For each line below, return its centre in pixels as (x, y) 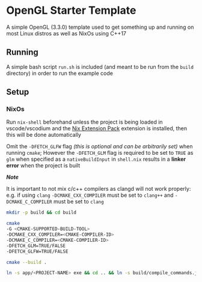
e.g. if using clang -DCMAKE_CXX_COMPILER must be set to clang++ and (90, 195)
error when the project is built (43, 166)
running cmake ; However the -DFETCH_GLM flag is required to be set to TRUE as (100, 153)
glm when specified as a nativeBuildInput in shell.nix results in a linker (96, 159)
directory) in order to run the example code (60, 73)
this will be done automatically (44, 135)
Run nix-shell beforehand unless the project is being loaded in (85, 122)
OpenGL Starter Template (71, 10)
